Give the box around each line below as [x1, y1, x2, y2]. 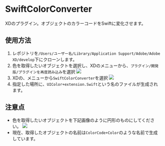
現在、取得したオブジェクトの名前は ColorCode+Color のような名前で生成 [12, 129, 158, 135]
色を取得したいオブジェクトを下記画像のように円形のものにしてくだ [12, 117, 150, 123]
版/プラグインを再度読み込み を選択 [12, 69, 75, 74]
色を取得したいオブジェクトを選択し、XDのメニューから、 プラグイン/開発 [12, 63, 159, 69]
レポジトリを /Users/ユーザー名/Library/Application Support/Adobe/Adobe [12, 50, 161, 56]
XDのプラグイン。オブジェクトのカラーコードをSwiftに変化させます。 [5, 20, 146, 26]
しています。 [12, 136, 38, 142]
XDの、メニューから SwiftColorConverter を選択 [12, 75, 108, 81]
